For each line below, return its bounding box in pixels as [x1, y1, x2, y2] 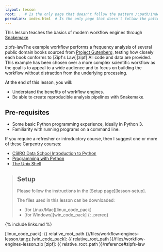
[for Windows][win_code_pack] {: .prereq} [24, 212, 109, 217]
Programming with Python [12, 155, 65, 161]
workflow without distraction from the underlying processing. [5, 70, 128, 76]
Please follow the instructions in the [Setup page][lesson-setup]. [16, 188, 147, 194]
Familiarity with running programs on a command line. [12, 126, 120, 132]
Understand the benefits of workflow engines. [12, 89, 104, 95]
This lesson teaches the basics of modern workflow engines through [5, 30, 143, 36]
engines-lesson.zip [5, 241, 44, 247]
